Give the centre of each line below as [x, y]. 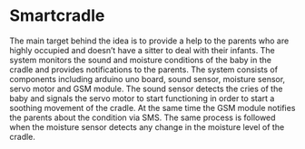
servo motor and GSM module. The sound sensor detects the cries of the [146, 88]
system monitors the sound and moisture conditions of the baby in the [141, 60]
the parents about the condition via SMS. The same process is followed [143, 117]
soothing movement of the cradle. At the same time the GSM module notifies [152, 107]
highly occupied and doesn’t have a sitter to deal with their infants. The [142, 50]
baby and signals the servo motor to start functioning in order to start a [142, 98]
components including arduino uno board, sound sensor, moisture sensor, [148, 79]
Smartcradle [57, 16]
